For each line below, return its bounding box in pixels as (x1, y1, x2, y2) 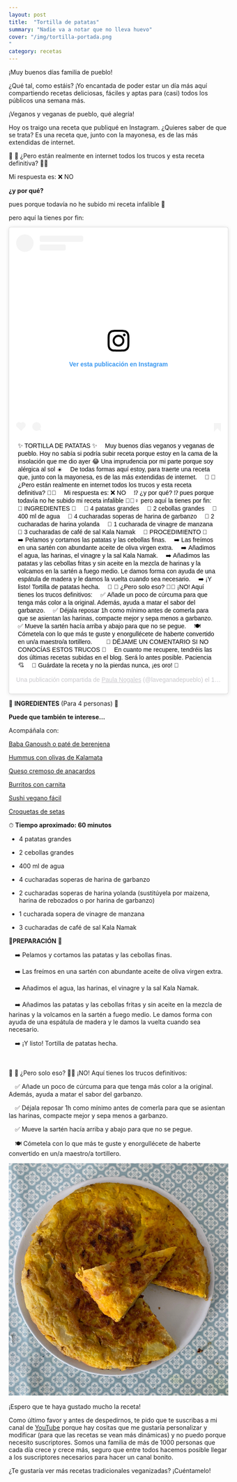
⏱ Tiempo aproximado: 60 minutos (8, 820, 112, 829)
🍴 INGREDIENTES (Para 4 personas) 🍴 (8, 699, 118, 708)
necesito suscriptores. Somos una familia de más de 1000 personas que (8, 1438, 215, 1446)
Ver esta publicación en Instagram (68, 360, 169, 368)
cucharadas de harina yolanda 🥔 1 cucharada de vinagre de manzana (17, 520, 213, 528)
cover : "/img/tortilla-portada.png (8, 33, 112, 40)
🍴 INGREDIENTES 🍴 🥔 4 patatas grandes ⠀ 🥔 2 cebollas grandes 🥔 (17, 504, 217, 512)
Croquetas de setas (8, 807, 66, 816)
